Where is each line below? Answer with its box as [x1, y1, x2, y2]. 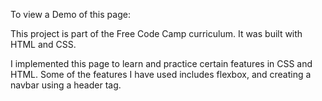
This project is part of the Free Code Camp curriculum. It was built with [10, 28, 303, 39]
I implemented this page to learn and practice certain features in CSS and [10, 58, 313, 69]
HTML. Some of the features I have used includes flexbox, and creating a [10, 69, 312, 80]
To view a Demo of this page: [10, 9, 131, 20]
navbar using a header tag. [10, 79, 122, 91]
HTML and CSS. [10, 39, 77, 50]
